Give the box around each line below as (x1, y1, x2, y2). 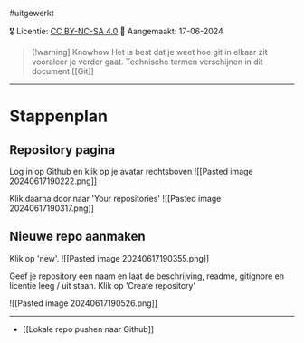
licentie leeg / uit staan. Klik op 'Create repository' (9, 280, 196, 291)
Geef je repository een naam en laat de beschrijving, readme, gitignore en (9, 271, 285, 281)
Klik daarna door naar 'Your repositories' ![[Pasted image (9, 194, 222, 204)
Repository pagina (9, 142, 116, 157)
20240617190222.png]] (9, 176, 98, 186)
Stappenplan (9, 106, 109, 127)
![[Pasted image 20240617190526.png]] (9, 298, 158, 309)
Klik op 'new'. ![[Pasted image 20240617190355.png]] (9, 252, 210, 263)
